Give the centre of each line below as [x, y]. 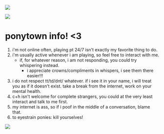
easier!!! [35, 75]
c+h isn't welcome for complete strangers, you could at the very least [82, 96]
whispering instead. [39, 65]
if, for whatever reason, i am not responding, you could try [78, 60]
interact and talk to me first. [40, 101]
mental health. [27, 91]
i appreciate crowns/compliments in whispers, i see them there [90, 70]
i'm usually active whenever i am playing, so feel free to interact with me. [86, 55]
